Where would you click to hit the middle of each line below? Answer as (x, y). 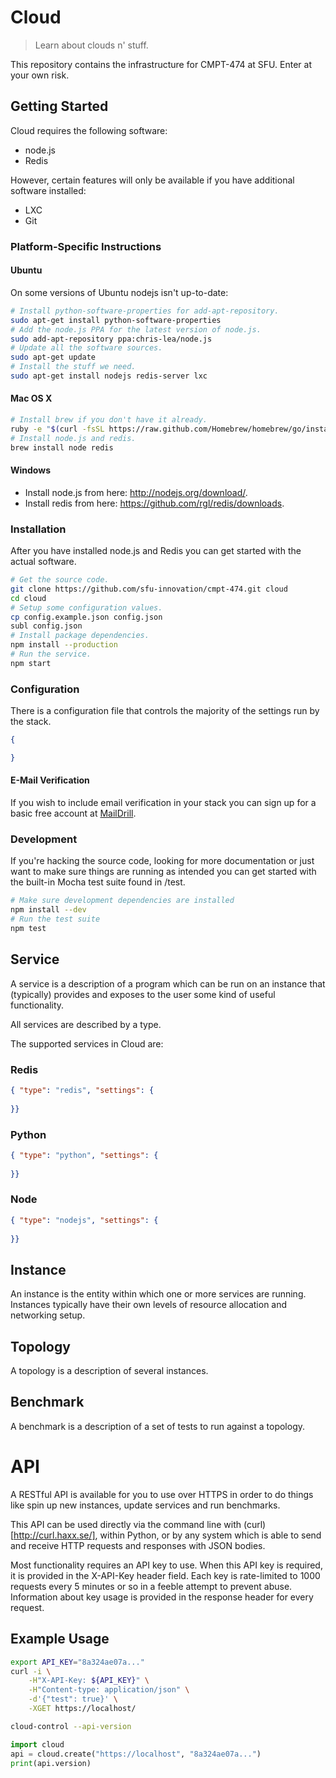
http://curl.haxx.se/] (54, 1535)
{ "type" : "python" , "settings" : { (84, 1155)
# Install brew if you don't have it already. (109, 420)
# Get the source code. (60, 580)
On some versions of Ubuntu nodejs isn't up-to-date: (119, 292)
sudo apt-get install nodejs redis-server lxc (109, 376)
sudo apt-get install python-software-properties (116, 320)
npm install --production (64, 645)
